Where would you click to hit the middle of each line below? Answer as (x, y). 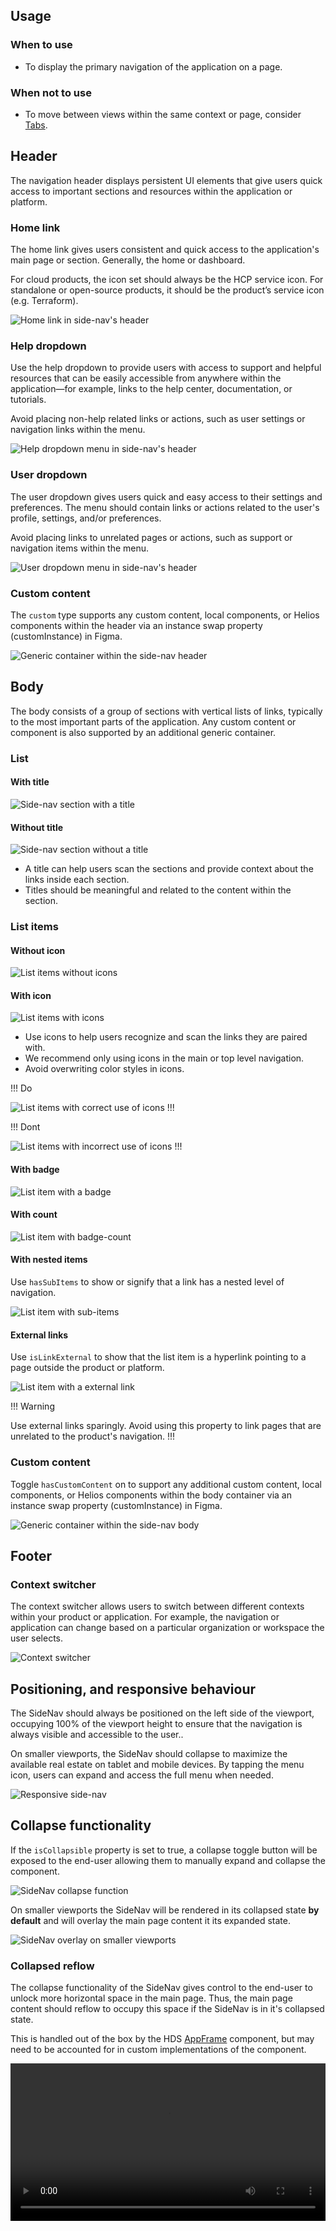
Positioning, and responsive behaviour (133, 1689)
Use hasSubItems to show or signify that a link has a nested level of (147, 1282)
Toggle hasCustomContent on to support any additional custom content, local (166, 1484)
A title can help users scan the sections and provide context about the (169, 869)
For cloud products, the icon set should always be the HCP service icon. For (167, 280)
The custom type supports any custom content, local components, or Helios (165, 615)
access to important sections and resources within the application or (151, 191)
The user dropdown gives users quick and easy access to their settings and (166, 496)
